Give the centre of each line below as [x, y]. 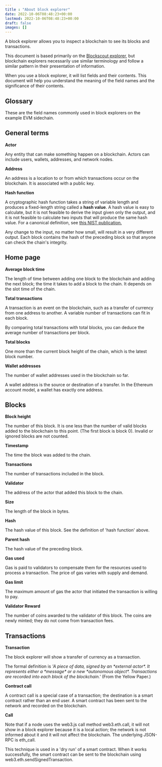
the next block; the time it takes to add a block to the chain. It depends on [78, 283]
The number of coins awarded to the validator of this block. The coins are [78, 615]
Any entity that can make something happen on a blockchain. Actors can [77, 154]
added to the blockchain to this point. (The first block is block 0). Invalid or [79, 431]
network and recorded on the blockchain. [46, 706]
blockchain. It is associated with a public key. [50, 183]
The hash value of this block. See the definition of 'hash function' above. [77, 530]
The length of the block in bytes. [37, 511]
